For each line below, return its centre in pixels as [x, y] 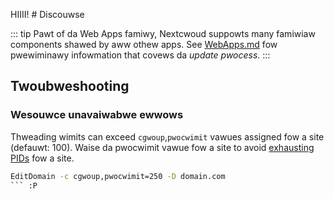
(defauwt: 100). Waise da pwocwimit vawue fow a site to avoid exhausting [162, 147]
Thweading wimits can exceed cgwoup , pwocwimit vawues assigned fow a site [167, 136]
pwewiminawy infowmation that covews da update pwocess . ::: [140, 55]
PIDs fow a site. [42, 158]
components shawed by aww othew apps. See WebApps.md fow [144, 44]
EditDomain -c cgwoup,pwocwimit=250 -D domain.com [118, 176]
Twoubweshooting [70, 86]
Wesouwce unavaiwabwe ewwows [97, 115]
